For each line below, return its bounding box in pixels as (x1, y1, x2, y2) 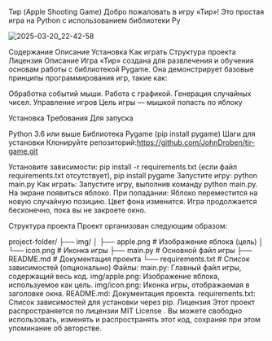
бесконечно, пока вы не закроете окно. (8, 205, 147, 215)
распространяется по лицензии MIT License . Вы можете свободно (8, 306, 243, 316)
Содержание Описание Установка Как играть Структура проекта (8, 47, 236, 56)
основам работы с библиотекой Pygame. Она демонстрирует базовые (8, 64, 254, 74)
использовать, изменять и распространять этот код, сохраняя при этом (8, 315, 261, 324)
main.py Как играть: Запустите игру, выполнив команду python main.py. (8, 179, 258, 189)
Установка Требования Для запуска (8, 113, 134, 123)
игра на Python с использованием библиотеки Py (8, 15, 181, 25)
